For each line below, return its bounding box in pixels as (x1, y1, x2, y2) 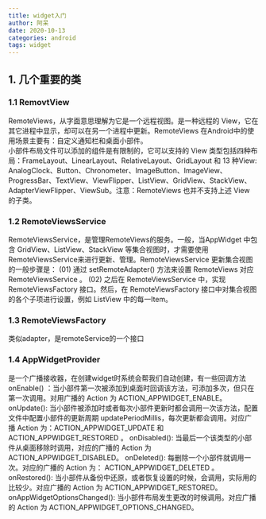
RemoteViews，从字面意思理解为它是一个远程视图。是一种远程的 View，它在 (8, 116, 259, 126)
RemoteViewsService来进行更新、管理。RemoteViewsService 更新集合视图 (8, 255, 253, 265)
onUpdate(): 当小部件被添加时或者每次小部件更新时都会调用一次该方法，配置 (8, 403, 258, 412)
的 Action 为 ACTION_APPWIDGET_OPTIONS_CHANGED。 (8, 502, 199, 512)
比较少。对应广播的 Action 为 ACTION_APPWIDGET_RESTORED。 (8, 482, 222, 492)
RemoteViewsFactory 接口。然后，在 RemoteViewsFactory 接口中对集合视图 (8, 285, 257, 294)
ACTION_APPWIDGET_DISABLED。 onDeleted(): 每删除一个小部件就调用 (8, 452, 245, 462)
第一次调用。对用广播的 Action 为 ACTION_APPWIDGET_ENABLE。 (8, 393, 227, 402)
